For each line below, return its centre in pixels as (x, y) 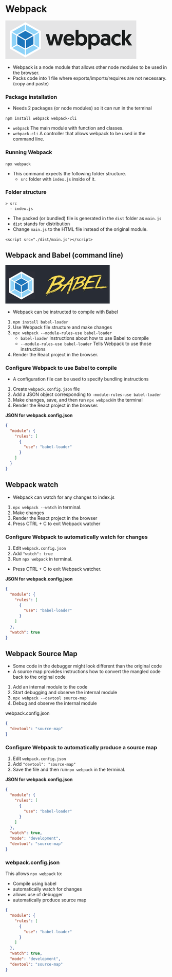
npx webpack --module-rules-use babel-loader (62, 333)
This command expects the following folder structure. (70, 173)
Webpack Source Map (42, 654)
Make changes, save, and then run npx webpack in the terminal (78, 400)
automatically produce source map (50, 900)
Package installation (31, 97)
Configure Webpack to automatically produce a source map (81, 748)
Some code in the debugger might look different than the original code (87, 666)
